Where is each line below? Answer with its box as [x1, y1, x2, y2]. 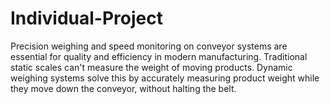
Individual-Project [10, 7, 163, 30]
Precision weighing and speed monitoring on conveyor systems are [10, 40, 288, 52]
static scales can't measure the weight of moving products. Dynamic [10, 61, 293, 73]
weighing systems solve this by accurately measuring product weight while [10, 72, 320, 84]
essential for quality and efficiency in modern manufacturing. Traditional [10, 50, 308, 62]
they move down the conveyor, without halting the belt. [10, 82, 237, 94]
